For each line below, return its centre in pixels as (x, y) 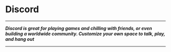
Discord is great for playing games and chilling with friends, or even (79, 28)
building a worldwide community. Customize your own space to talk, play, (85, 34)
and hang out (20, 39)
